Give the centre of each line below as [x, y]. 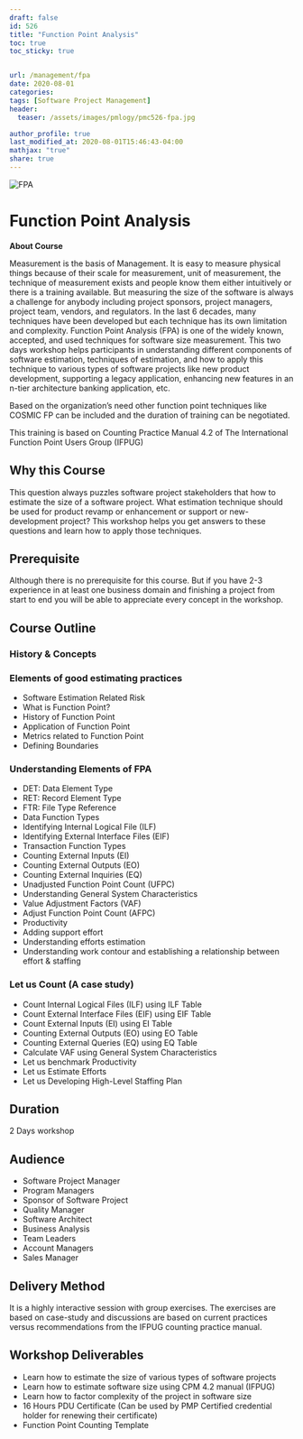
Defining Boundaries [60, 746]
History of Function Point [69, 717]
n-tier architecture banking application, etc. [90, 388]
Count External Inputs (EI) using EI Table [97, 1023]
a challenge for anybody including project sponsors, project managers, [141, 301]
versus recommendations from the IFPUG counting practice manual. [136, 1327]
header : [24, 109]
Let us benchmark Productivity [79, 1062]
